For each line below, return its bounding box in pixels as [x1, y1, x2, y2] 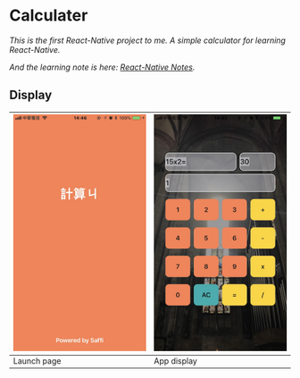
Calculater [9, 5, 88, 26]
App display [154, 356, 198, 366]
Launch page [12, 356, 62, 366]
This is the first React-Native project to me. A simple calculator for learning [9, 35, 286, 46]
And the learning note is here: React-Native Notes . [9, 62, 196, 72]
